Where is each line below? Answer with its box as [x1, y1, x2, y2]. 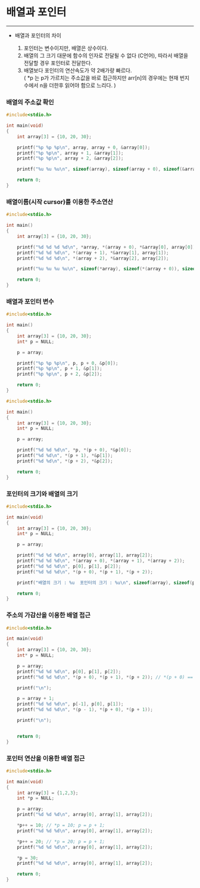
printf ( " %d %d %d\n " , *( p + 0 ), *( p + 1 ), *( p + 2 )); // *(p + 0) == [17, 674, 193, 680]
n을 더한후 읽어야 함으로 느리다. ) [39, 82, 116, 89]
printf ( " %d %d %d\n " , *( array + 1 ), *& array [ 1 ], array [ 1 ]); [17, 249, 169, 256]
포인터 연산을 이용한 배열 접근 [6, 754, 85, 762]
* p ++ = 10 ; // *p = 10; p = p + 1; [17, 823, 105, 828]
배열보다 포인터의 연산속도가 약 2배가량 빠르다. [23, 67, 132, 74]
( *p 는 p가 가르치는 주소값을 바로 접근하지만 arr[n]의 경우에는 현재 [23, 74, 179, 81]
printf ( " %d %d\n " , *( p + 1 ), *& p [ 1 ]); [17, 453, 113, 459]
